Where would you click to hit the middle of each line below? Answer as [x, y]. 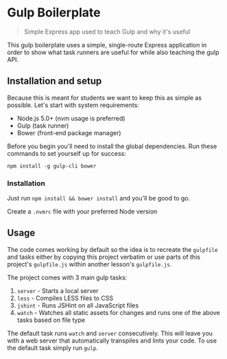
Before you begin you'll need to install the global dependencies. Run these [112, 146]
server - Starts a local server [58, 290]
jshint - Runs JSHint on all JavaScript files [78, 305]
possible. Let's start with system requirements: [73, 105]
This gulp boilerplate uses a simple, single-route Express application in [107, 45]
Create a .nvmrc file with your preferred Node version [82, 211]
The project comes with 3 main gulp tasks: [67, 277]
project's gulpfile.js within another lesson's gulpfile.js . [89, 264]
